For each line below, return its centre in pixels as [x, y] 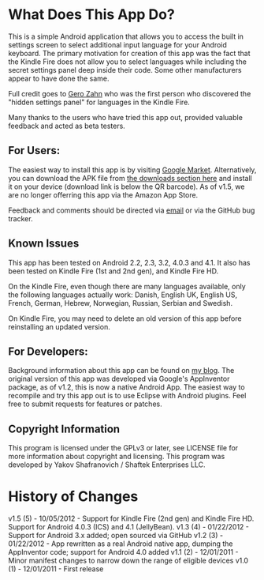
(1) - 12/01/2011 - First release [56, 569]
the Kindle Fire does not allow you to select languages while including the [127, 62]
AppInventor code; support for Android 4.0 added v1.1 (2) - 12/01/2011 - [123, 552]
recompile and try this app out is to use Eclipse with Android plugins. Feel [127, 396]
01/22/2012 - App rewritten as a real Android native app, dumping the [121, 544]
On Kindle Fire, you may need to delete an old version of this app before [125, 318]
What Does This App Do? [91, 15]
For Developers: [48, 351]
